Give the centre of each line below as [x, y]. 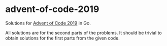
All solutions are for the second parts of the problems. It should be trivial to [83, 32]
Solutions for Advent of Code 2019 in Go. [48, 23]
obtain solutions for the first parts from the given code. [63, 38]
